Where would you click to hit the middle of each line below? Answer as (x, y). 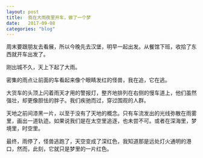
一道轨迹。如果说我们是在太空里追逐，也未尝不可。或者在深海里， (109, 121)
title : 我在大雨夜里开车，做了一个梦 (49, 18)
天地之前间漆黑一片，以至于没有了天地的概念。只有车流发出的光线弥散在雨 (99, 113)
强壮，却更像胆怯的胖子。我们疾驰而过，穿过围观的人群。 (78, 100)
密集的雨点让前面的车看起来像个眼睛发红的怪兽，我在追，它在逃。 (88, 80)
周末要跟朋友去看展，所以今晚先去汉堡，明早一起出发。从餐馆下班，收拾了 (99, 47)
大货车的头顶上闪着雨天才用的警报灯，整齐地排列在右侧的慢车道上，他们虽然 (101, 93)
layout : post (23, 12)
